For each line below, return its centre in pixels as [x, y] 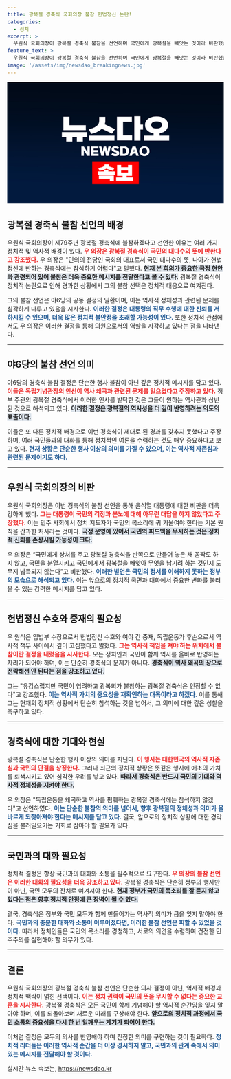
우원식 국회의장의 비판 [51, 488]
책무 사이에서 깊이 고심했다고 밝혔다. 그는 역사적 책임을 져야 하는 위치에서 [117, 645]
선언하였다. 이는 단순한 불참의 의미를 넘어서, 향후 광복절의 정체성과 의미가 [120, 808]
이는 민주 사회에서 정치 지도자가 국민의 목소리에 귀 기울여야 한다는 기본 [122, 522]
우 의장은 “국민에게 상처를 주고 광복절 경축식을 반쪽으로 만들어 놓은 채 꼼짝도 [109, 554]
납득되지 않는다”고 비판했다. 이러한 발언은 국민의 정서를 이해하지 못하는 [114, 571]
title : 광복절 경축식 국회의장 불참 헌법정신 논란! [69, 14]
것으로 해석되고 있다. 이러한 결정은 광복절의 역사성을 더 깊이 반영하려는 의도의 [117, 408]
